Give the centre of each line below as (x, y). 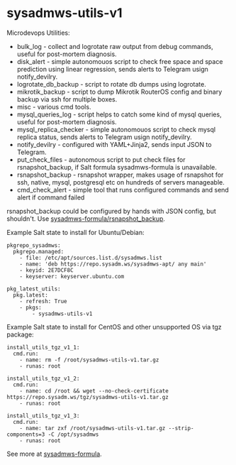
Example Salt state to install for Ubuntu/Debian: (75, 232)
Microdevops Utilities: (38, 33)
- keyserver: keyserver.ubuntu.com (72, 276)
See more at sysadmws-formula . (54, 454)
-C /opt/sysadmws (73, 434)
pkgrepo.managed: (39, 251)
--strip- (181, 428)
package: (20, 334)
